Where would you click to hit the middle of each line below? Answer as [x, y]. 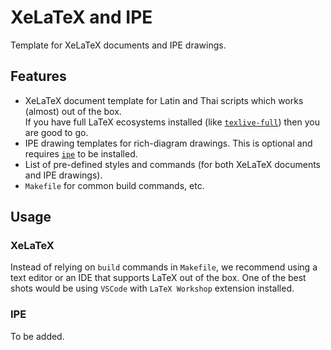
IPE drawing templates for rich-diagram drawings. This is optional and [168, 143]
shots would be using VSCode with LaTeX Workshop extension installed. [152, 288]
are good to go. [56, 132]
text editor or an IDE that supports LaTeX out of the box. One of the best [158, 278]
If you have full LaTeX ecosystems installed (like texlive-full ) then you [172, 122]
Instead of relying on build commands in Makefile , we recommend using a [164, 267]
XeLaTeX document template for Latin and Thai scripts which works [164, 100]
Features [38, 76]
